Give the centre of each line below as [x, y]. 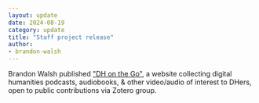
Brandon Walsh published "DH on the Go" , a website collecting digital [120, 74]
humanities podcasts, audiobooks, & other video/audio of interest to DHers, [130, 82]
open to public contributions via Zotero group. [82, 90]
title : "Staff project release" [61, 37]
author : [21, 44]
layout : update [33, 15]
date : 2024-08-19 [36, 23]
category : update [36, 30]
